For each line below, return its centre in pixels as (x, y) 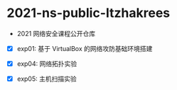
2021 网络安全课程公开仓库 (56, 33)
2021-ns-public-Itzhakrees (88, 13)
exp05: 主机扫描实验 (47, 79)
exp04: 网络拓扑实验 (47, 64)
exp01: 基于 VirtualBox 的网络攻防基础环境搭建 (85, 48)
